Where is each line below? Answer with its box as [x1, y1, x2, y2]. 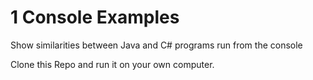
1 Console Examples [10, 6, 180, 29]
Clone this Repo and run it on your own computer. [10, 58, 215, 70]
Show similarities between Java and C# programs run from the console [10, 39, 303, 51]
